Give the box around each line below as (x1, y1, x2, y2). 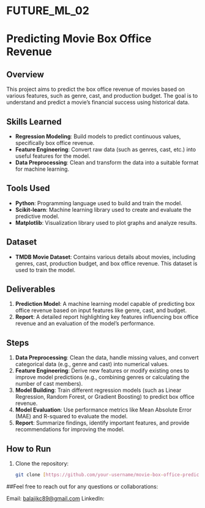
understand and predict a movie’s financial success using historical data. (6, 99, 190, 106)
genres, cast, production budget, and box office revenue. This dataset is (15, 259, 198, 267)
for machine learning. (15, 165, 69, 173)
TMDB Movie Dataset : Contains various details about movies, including (15, 253, 196, 260)
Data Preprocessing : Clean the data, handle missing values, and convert (15, 354, 199, 361)
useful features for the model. (15, 152, 91, 160)
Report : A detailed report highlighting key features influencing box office (15, 313, 199, 321)
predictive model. (15, 213, 60, 220)
